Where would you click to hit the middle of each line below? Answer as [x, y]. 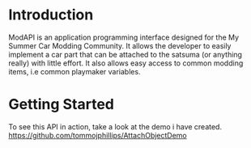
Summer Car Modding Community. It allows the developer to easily [120, 45]
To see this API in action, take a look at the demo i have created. [115, 126]
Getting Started [62, 105]
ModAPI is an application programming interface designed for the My [124, 37]
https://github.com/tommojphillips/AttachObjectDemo [98, 135]
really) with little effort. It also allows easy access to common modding [126, 63]
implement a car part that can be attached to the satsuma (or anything [125, 54]
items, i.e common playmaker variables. [74, 71]
